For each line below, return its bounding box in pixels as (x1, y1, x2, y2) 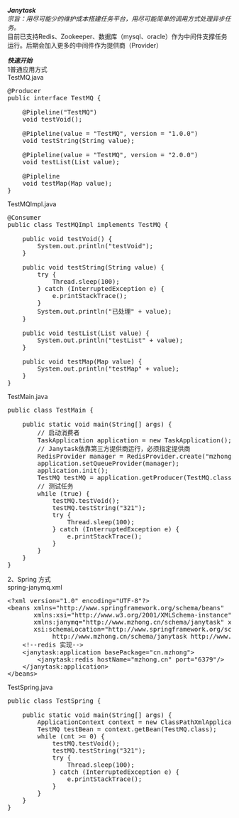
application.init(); (37, 467, 109, 474)
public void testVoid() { (22, 235, 113, 243)
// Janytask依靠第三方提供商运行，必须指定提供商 (37, 445, 191, 452)
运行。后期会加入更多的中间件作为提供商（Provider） (7, 41, 163, 49)
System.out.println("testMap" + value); (37, 365, 179, 373)
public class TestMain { (7, 406, 94, 414)
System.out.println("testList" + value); (37, 336, 184, 344)
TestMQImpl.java (7, 200, 57, 208)
